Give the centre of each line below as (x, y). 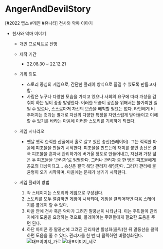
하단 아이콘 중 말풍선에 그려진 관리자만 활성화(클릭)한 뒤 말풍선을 (88, 229)
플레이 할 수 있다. (52, 205)
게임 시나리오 (32, 131)
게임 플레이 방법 (34, 182)
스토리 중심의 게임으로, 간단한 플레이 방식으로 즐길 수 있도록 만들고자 (91, 84)
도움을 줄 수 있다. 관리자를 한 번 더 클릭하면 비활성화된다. (90, 235)
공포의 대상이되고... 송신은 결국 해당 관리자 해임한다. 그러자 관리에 (89, 166)
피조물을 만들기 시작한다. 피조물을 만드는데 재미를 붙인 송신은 (94, 148)
